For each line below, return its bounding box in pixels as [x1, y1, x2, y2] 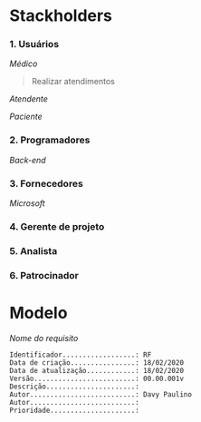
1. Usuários [9, 38, 60, 51]
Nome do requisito [9, 332, 79, 343]
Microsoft [9, 198, 45, 209]
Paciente [9, 111, 43, 123]
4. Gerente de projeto [9, 221, 105, 232]
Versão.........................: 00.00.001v [9, 374, 184, 383]
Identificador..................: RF [9, 350, 152, 359]
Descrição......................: [9, 382, 140, 391]
